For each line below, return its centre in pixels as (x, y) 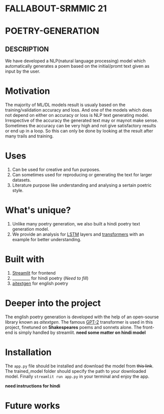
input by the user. (23, 71)
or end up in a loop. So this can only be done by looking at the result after (79, 131)
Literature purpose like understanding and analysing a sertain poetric (82, 185)
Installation (28, 352)
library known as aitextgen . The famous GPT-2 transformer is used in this (79, 322)
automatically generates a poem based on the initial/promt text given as (77, 66)
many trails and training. (29, 136)
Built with (25, 260)
